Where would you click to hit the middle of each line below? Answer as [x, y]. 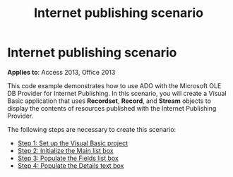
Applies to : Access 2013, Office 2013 [61, 72]
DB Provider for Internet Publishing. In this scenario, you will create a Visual [117, 93]
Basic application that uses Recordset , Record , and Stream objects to [109, 101]
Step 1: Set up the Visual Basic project [73, 143]
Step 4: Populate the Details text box [71, 165]
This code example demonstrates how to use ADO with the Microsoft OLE [114, 85]
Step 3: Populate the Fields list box [68, 158]
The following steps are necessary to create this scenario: [92, 129]
